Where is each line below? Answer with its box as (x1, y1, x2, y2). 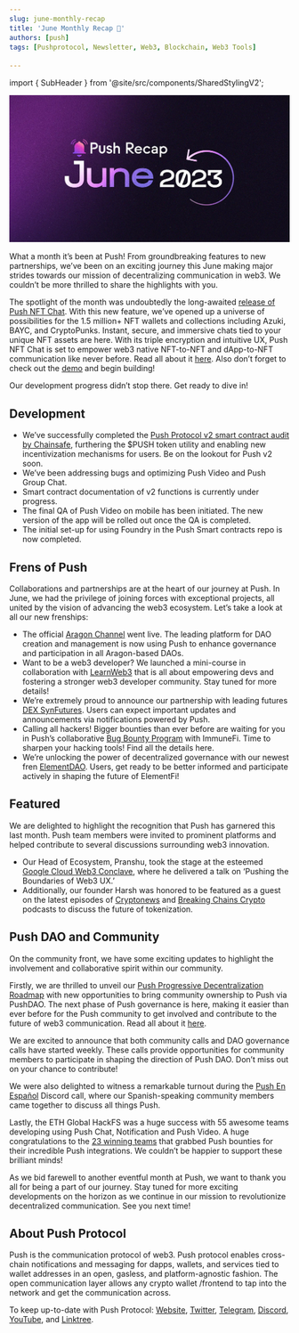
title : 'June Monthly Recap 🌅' (9, 23, 125, 33)
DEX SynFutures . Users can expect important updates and (21, 704, 237, 716)
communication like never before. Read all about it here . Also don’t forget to (9, 354, 287, 364)
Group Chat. (21, 477, 68, 488)
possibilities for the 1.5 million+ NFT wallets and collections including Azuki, (9, 316, 287, 327)
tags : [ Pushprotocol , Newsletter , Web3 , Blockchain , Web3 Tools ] (9, 43, 256, 52)
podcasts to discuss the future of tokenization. (21, 904, 193, 914)
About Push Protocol (9, 1226, 126, 1241)
